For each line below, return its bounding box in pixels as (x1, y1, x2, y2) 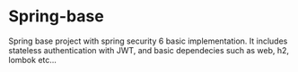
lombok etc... (8, 54, 57, 65)
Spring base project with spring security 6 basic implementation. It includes (8, 36, 288, 46)
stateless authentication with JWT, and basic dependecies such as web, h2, (8, 44, 289, 55)
